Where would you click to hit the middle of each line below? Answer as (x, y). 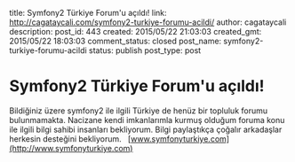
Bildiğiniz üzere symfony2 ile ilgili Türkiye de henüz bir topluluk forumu (139, 111)
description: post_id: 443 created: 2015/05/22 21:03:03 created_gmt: (136, 31)
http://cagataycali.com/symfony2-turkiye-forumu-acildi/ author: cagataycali (148, 22)
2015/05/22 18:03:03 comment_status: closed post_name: (116, 41)
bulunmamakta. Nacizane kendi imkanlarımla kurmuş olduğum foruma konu (147, 120)
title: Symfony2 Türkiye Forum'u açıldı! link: (88, 13)
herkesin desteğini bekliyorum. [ (70, 139)
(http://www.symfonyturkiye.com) (71, 148)
